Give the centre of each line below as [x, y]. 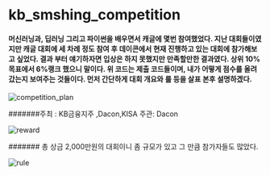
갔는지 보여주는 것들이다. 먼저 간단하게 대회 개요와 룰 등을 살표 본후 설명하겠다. [130, 79]
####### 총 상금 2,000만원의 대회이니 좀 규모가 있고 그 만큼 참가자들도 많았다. [133, 147]
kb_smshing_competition [95, 15]
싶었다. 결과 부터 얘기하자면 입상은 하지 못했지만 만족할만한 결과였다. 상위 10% [138, 59]
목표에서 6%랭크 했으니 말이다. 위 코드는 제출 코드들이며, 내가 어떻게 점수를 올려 [133, 69]
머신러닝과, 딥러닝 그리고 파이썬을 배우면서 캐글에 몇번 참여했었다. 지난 [118, 39]
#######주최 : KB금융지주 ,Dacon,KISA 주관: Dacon [93, 114]
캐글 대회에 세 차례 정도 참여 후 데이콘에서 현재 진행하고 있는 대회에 [127, 48]
